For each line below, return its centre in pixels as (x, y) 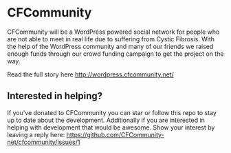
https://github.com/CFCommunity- (115, 134)
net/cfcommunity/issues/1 (44, 142)
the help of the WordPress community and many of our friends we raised (110, 46)
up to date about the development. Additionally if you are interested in (106, 120)
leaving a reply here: (36, 134)
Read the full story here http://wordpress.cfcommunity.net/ (90, 74)
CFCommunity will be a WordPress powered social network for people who (113, 32)
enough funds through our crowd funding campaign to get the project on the (115, 54)
